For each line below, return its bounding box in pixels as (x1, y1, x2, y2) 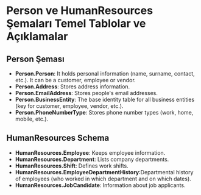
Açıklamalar (6, 30, 68, 43)
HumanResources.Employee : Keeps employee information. (15, 149, 166, 156)
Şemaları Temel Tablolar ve (6, 16, 146, 30)
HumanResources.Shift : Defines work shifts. (15, 162, 129, 169)
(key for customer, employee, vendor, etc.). (15, 102, 124, 110)
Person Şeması (6, 54, 65, 64)
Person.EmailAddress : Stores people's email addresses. (15, 90, 158, 96)
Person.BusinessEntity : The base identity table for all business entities (15, 96, 195, 103)
